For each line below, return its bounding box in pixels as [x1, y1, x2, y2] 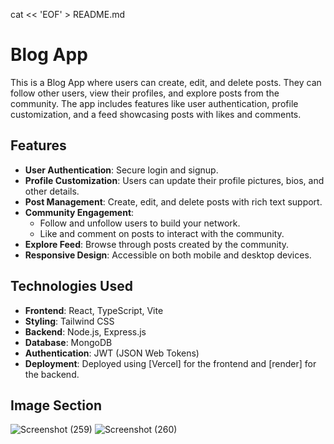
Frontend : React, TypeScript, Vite [24, 304, 164, 316]
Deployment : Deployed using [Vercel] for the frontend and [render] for [24, 357, 317, 369]
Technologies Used [10, 278, 133, 295]
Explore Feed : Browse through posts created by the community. [24, 238, 290, 250]
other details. [24, 185, 80, 197]
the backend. [24, 368, 80, 380]
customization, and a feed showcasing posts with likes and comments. [10, 108, 302, 120]
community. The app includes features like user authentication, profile [10, 97, 299, 109]
